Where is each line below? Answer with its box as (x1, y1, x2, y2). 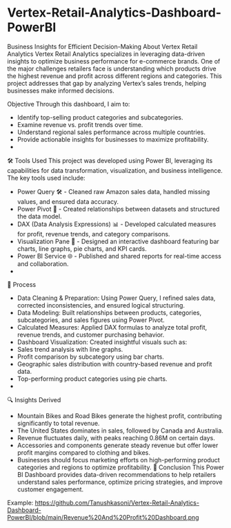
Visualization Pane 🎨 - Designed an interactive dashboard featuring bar (17, 237, 219, 245)
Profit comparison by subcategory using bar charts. (17, 352, 164, 361)
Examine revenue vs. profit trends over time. (17, 120, 143, 129)
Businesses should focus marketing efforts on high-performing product (17, 455, 221, 464)
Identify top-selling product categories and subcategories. (17, 113, 183, 122)
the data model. (17, 212, 62, 220)
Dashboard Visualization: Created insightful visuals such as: (17, 337, 188, 346)
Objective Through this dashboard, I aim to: (7, 100, 130, 108)
